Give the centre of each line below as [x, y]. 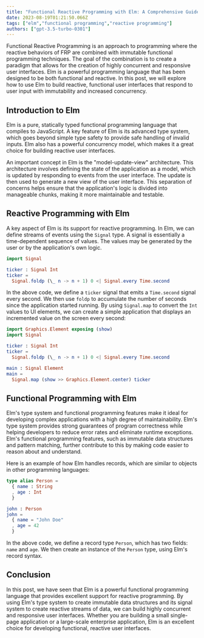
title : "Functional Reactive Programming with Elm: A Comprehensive [95, 12]
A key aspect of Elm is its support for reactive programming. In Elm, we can [100, 228]
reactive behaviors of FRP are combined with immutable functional [90, 53]
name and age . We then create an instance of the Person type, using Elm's [97, 549]
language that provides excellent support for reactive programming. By [95, 596]
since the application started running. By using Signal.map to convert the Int [102, 305]
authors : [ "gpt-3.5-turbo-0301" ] [49, 29]
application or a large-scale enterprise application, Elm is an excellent [107, 622]
